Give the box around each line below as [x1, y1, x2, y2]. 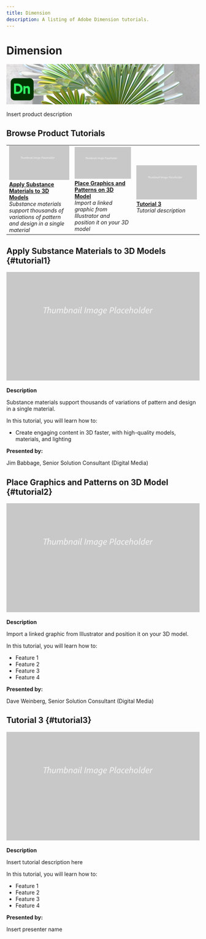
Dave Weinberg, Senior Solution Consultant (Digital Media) [6, 697, 154, 705]
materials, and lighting [15, 436, 72, 443]
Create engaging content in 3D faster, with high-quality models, [15, 429, 176, 436]
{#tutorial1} [6, 255, 51, 266]
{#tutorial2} [6, 487, 53, 497]
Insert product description [6, 110, 72, 118]
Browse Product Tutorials [6, 128, 105, 139]
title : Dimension [6, 10, 51, 16]
